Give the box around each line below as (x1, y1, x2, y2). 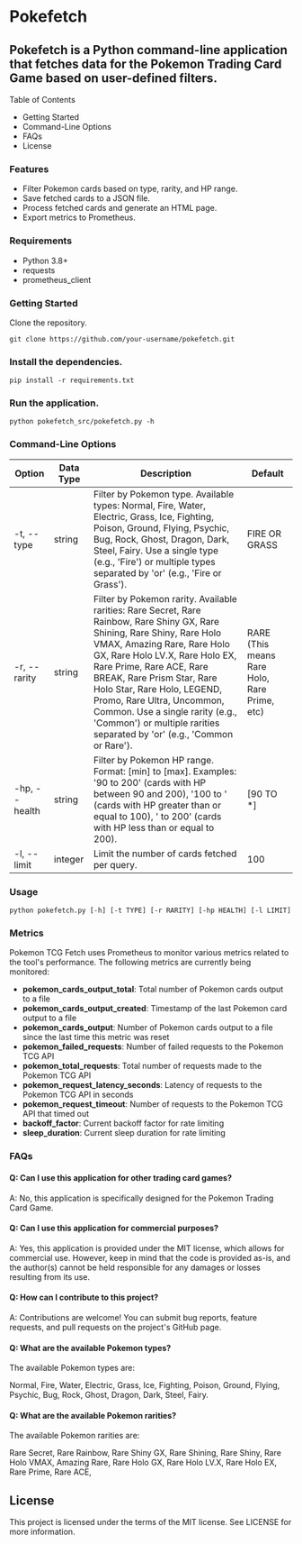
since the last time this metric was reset (22, 1032, 170, 1043)
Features (9, 162, 49, 175)
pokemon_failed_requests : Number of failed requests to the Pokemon (22, 1041, 284, 1052)
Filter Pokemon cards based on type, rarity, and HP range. (22, 183, 238, 195)
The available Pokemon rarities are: (9, 1430, 140, 1441)
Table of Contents (9, 95, 76, 105)
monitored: (9, 966, 49, 977)
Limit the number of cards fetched (93, 847, 237, 860)
